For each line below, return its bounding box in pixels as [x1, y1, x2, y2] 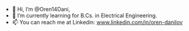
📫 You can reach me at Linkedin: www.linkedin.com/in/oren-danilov [12, 18, 183, 26]
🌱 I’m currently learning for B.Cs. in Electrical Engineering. [12, 12, 157, 19]
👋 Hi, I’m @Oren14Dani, [12, 6, 70, 13]
